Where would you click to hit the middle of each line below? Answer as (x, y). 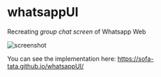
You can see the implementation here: (62, 58)
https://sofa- (136, 58)
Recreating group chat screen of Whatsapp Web (77, 31)
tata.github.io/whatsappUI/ (46, 66)
